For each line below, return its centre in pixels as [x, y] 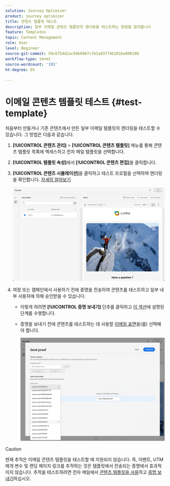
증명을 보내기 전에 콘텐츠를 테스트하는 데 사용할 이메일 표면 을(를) [84, 324]
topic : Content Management [34, 38]
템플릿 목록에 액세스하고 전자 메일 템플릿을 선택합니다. [71, 152]
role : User [17, 43]
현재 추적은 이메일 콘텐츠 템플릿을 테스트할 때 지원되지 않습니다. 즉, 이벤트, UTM [84, 459]
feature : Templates [26, 32]
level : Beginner [22, 48]
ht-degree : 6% [20, 70]
